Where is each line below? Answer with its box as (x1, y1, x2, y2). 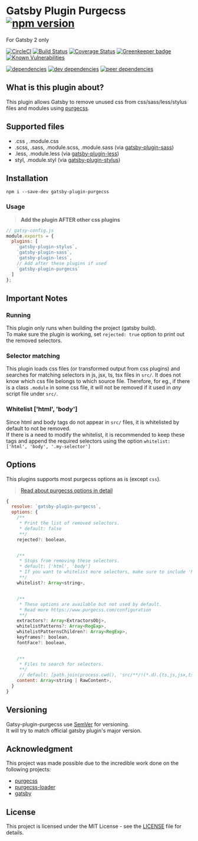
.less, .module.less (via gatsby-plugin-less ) (14, 150, 120, 157)
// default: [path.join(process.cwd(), (19, 672, 117, 678)
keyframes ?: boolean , (16, 634, 70, 640)
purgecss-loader (14, 784, 56, 791)
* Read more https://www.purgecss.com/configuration (19, 607, 151, 613)
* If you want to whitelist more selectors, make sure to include (19, 569, 186, 575)
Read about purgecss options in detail (20, 486, 113, 494)
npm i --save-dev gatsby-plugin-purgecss (6, 189, 110, 195)
